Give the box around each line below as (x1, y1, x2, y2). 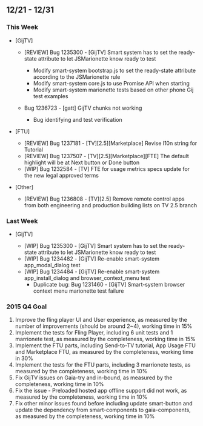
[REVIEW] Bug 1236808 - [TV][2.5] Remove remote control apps (24, 195, 185, 202)
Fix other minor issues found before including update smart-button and (15, 400, 193, 407)
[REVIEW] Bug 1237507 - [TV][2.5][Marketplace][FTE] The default (24, 152, 189, 159)
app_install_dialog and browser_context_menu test (24, 274, 150, 281)
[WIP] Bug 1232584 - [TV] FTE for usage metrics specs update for (24, 165, 190, 172)
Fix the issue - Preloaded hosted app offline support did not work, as (15, 387, 187, 394)
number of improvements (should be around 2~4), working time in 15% (15, 322, 193, 330)
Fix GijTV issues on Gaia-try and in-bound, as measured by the (15, 374, 173, 381)
